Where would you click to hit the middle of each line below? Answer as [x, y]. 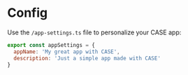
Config [27, 13]
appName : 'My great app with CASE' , [67, 52]
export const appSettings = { [51, 45]
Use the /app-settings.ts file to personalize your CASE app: [94, 32]
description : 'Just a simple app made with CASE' [87, 58]
